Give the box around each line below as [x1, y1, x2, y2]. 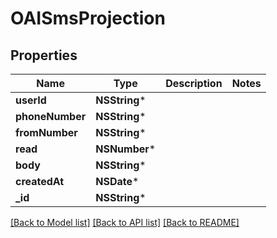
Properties [10, 47, 78, 64]
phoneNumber [15, 110, 87, 123]
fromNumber [15, 126, 78, 139]
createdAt [15, 175, 65, 188]
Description [165, 77, 223, 90]
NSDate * [95, 175, 140, 188]
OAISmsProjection [10, 7, 166, 30]
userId [15, 93, 47, 107]
